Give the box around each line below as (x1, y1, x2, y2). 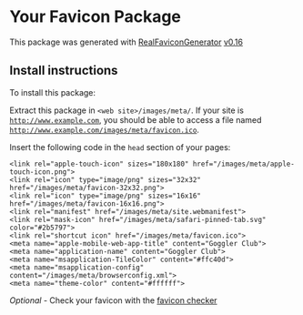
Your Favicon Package (9, 6, 182, 27)
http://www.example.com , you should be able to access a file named (9, 114, 262, 125)
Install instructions (9, 63, 118, 78)
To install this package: (9, 86, 96, 97)
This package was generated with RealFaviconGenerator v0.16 (9, 36, 244, 47)
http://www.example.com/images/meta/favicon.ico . (9, 124, 200, 135)
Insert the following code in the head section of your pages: (9, 141, 231, 152)
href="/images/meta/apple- (192, 159, 296, 168)
